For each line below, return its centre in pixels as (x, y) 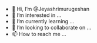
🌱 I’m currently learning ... (43, 21)
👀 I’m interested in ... (36, 15)
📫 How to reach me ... (39, 34)
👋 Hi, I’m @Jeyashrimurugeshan (51, 9)
